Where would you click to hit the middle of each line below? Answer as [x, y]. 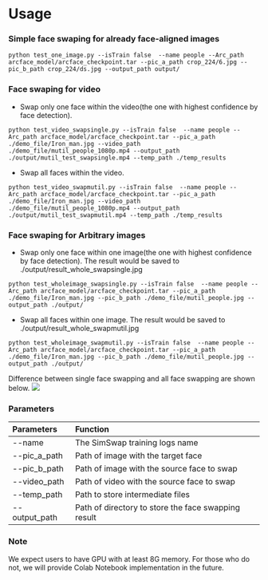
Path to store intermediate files [132, 495]
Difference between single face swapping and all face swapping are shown [132, 379]
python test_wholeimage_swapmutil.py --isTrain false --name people [126, 343]
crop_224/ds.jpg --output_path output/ [114, 69]
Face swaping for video [55, 89]
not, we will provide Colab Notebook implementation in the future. [116, 567]
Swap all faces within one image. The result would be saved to [122, 320]
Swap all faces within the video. [72, 172]
